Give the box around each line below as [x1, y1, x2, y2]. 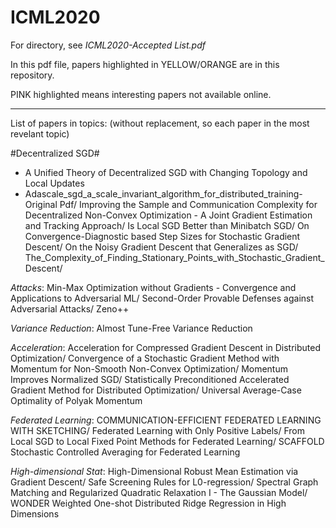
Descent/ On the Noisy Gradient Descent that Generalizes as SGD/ [24, 241, 299, 253]
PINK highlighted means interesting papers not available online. [10, 88, 272, 100]
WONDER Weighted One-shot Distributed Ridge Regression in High [10, 497, 287, 509]
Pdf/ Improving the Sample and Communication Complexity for [59, 198, 318, 210]
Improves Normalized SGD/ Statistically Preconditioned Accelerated [10, 373, 290, 385]
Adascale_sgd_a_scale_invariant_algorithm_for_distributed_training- [24, 187, 303, 200]
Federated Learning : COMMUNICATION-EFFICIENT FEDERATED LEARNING [10, 414, 322, 426]
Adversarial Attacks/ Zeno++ [10, 302, 130, 315]
